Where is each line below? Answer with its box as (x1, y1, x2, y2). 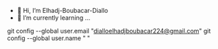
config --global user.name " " (7, 34, 91, 42)
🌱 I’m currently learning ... (17, 14, 91, 22)
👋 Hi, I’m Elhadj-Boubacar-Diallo (17, 7, 109, 14)
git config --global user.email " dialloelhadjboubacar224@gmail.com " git (7, 27, 211, 35)
